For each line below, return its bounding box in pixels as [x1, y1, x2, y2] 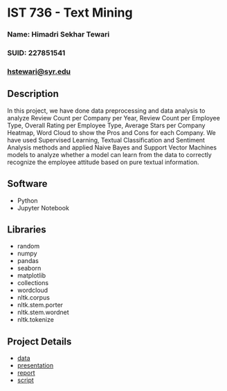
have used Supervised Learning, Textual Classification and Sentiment [7, 136, 206, 144]
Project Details [7, 336, 72, 347]
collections [17, 279, 49, 287]
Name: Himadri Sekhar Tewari [7, 30, 110, 39]
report [17, 369, 36, 377]
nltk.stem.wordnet [17, 308, 69, 316]
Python [17, 196, 38, 205]
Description [7, 88, 59, 100]
